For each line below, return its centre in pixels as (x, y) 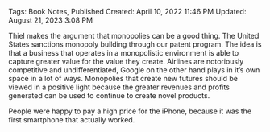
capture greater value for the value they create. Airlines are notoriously (126, 61)
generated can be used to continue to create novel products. (109, 95)
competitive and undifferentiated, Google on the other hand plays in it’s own (134, 70)
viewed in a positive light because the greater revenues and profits (119, 87)
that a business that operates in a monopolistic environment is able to (124, 53)
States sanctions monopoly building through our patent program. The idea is (135, 44)
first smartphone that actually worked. (72, 120)
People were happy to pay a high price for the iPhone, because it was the (130, 111)
